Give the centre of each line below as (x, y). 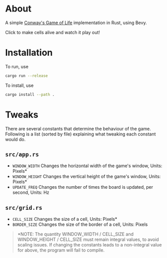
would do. (15, 139)
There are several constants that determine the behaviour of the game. (78, 128)
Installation (29, 53)
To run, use (17, 66)
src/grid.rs (24, 208)
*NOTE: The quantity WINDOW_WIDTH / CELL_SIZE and (75, 234)
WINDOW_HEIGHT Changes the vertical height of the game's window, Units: (86, 177)
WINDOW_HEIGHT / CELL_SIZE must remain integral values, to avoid (88, 239)
